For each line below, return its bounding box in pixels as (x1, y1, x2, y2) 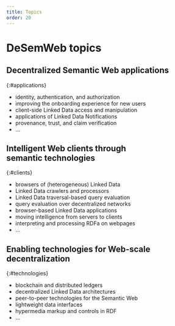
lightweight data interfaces (15, 301, 83, 308)
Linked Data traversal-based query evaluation (15, 194, 130, 201)
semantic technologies (6, 153, 96, 163)
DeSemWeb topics (6, 41, 102, 55)
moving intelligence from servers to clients (15, 213, 123, 220)
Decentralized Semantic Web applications (6, 65, 170, 76)
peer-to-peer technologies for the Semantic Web (15, 294, 138, 302)
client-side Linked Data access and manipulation (15, 106, 138, 114)
